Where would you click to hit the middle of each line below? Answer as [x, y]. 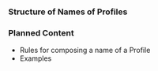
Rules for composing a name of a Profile [85, 50]
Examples [36, 58]
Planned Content [41, 32]
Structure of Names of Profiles [68, 12]
